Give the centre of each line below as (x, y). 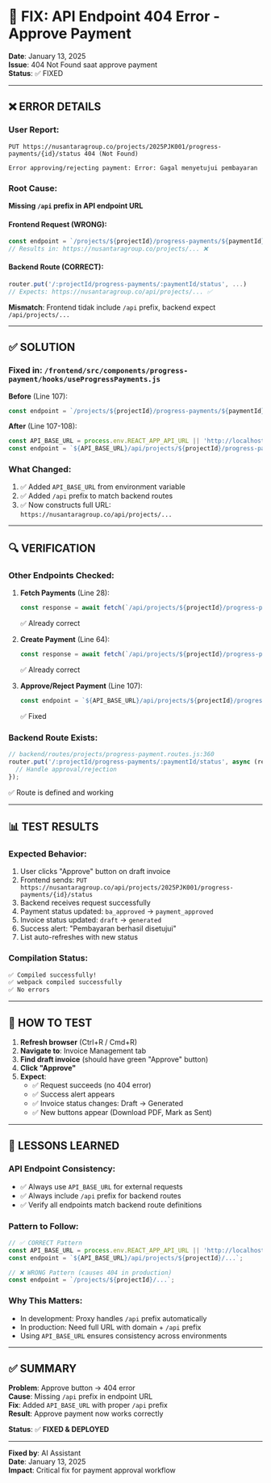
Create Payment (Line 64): (65, 639)
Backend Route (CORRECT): (56, 267)
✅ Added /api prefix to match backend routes (96, 496)
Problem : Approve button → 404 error (72, 1388)
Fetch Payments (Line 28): (65, 593)
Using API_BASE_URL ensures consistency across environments (123, 1335)
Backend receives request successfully (85, 903)
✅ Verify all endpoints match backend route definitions (111, 1205)
